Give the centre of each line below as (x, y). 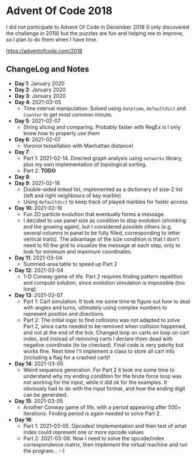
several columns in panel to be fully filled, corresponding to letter (102, 233)
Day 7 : (22, 152)
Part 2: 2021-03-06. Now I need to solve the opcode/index (94, 438)
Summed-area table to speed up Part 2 (70, 264)
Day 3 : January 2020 (40, 96)
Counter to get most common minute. (68, 114)
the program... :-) (44, 451)
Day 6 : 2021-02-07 (37, 139)
